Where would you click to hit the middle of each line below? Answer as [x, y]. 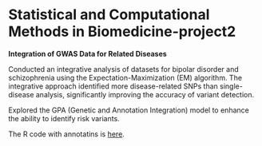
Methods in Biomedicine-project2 [122, 32]
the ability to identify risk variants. [64, 118]
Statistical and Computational [109, 15]
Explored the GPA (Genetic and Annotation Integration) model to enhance [129, 110]
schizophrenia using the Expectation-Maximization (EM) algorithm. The [125, 77]
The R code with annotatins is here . [67, 134]
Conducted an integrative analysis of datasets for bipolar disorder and [123, 69]
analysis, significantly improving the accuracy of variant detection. [145, 94]
